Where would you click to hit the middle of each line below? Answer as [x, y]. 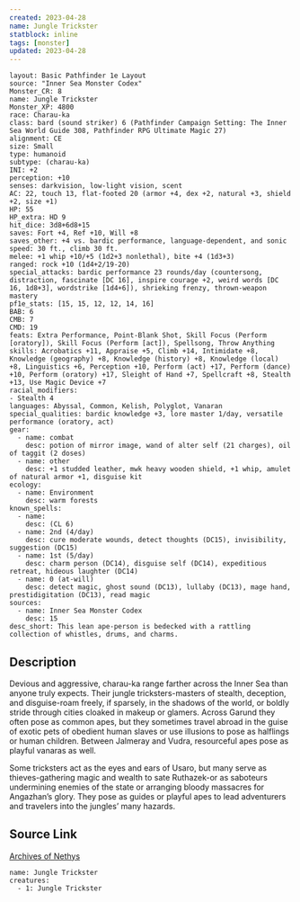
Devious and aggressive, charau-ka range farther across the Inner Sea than [149, 683]
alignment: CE [36, 139]
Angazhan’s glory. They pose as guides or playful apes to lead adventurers [148, 796]
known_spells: [36, 509]
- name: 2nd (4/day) [56, 532]
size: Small [31, 147]
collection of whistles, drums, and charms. [94, 635]
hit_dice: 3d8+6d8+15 [50, 226]
